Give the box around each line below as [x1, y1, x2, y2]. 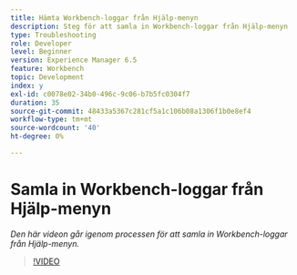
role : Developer [10, 38, 72, 48]
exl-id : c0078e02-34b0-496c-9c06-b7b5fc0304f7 [10, 89, 190, 98]
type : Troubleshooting [10, 30, 97, 39]
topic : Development [10, 73, 85, 82]
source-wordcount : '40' [10, 124, 101, 133]
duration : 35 [10, 97, 60, 107]
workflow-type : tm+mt [10, 115, 93, 124]
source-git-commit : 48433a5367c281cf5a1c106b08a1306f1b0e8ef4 [10, 107, 251, 116]
